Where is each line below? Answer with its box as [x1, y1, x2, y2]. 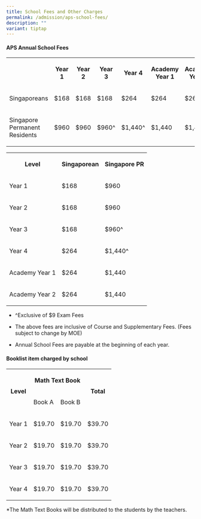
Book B [60, 397, 81, 406]
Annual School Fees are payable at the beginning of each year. [14, 341, 170, 348]
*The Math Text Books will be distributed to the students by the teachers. [6, 506, 187, 513]
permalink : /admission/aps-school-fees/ [6, 14, 109, 20]
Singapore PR [104, 160, 145, 168]
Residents [9, 131, 37, 139]
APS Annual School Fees [6, 44, 69, 51]
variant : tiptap [6, 25, 47, 32]
